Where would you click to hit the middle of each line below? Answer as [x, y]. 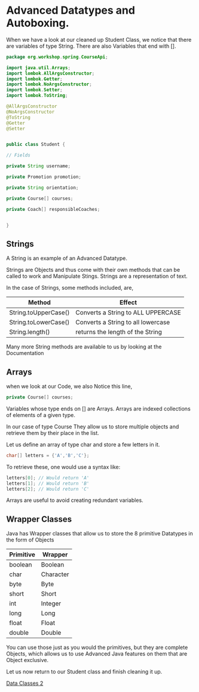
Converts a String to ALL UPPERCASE [128, 313]
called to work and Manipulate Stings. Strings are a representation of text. [97, 276]
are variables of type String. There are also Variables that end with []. [91, 46]
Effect [128, 302]
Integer [51, 604]
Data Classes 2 [25, 683]
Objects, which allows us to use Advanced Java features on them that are [97, 654]
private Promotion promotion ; [44, 177]
